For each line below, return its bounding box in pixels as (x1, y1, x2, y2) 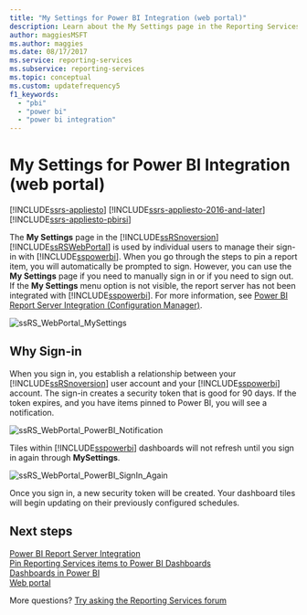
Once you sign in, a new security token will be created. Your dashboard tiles (9, 487, 296, 498)
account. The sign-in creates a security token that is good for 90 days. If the (9, 387, 297, 398)
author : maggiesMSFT (9, 30, 89, 39)
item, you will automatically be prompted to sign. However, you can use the (9, 261, 292, 272)
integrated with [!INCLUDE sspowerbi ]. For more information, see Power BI (9, 290, 288, 302)
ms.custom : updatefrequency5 (9, 81, 121, 90)
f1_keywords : (9, 90, 59, 99)
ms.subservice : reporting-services (9, 65, 145, 74)
